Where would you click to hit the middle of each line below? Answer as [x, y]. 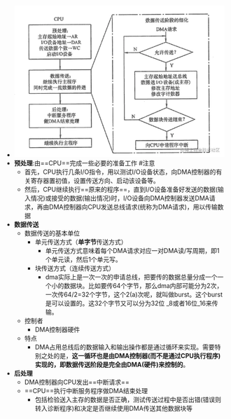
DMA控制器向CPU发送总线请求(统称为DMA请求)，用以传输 [133, 207]
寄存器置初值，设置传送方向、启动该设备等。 [95, 181]
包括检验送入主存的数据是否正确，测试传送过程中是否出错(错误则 [128, 400]
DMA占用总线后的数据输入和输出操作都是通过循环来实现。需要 [125, 347]
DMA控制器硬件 [57, 330]
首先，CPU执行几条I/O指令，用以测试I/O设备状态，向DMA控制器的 [120, 172]
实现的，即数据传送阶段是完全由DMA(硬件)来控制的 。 [112, 365]
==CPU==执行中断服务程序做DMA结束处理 [86, 391]
